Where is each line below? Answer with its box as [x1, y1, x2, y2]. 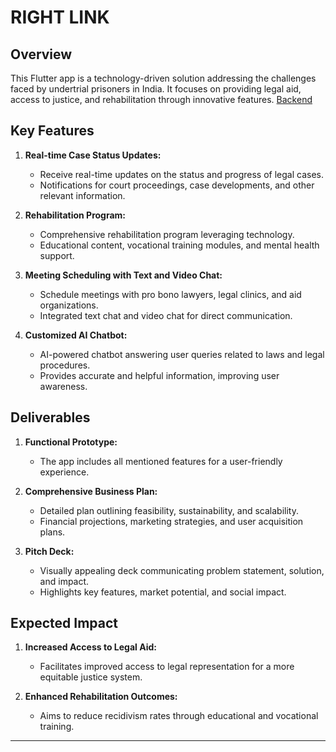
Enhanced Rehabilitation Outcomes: [24, 691, 178, 703]
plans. [39, 526, 66, 538]
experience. [39, 466, 90, 478]
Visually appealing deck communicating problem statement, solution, [39, 564, 325, 576]
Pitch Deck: [24, 545, 75, 557]
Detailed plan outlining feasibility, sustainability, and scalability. [39, 504, 299, 516]
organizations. [39, 299, 99, 311]
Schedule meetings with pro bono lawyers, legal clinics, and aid [39, 288, 302, 300]
